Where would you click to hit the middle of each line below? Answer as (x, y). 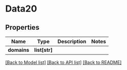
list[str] (43, 50)
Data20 (21, 9)
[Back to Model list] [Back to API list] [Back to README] (63, 62)
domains (19, 50)
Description (72, 42)
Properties (22, 27)
